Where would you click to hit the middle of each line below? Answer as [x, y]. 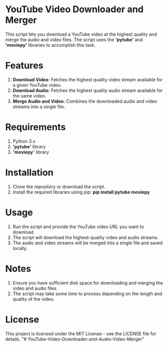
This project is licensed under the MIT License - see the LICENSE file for [81, 333]
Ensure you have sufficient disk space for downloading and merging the [88, 282]
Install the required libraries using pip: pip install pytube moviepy [81, 192]
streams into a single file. [39, 106]
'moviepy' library [31, 152]
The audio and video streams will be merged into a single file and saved [88, 243]
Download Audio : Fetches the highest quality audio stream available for [88, 90]
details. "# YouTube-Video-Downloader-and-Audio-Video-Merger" [75, 339]
